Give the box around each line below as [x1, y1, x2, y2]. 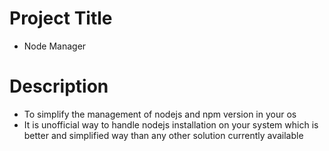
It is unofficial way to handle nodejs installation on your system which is [23, 118, 319, 131]
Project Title [9, 7, 113, 30]
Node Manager [23, 40, 87, 52]
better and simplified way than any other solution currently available [23, 129, 304, 141]
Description [9, 75, 109, 98]
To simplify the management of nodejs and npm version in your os [23, 108, 297, 120]
